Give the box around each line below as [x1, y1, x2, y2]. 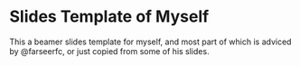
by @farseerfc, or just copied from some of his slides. [9, 45, 210, 56]
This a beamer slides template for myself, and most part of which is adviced [9, 36, 292, 47]
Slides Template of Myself [9, 6, 210, 27]
